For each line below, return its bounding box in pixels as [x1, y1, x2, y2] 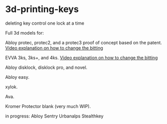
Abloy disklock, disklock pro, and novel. [5, 64, 88, 70]
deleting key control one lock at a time [5, 20, 85, 26]
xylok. [5, 84, 18, 90]
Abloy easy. [5, 74, 30, 80]
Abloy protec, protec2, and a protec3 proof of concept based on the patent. [5, 39, 162, 46]
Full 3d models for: [5, 30, 44, 36]
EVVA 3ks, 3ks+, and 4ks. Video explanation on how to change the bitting [5, 54, 158, 61]
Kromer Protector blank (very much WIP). [5, 103, 91, 109]
